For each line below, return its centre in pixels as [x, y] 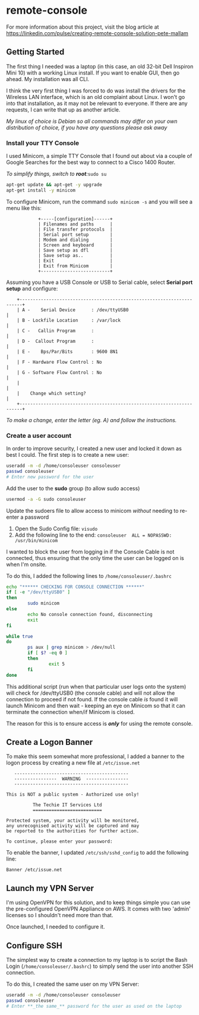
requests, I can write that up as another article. [63, 109]
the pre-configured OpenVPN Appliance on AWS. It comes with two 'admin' [99, 909]
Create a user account [39, 435]
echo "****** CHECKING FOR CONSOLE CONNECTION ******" [75, 587]
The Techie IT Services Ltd [67, 805]
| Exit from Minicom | [75, 266]
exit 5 [57, 664]
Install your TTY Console [43, 143]
